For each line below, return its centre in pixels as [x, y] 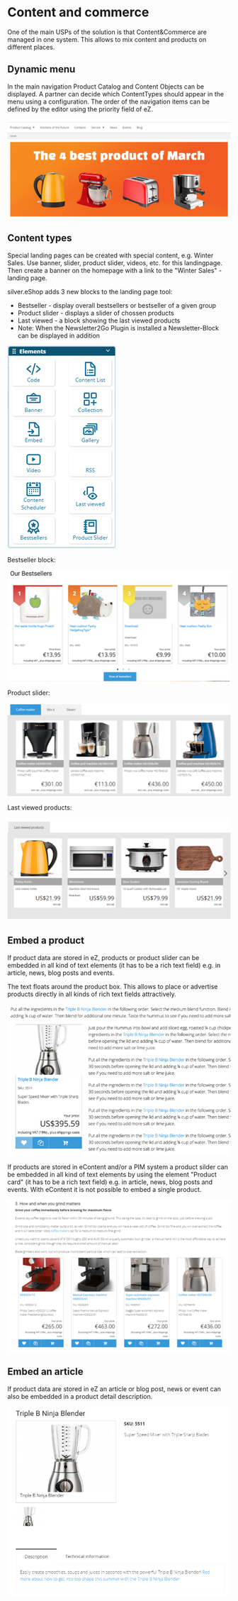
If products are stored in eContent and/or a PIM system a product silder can [118, 1166]
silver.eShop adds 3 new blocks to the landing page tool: [90, 291]
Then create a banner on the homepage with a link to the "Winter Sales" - [114, 270]
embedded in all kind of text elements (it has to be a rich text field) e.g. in [114, 965]
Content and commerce [78, 12]
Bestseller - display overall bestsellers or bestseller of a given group [117, 305]
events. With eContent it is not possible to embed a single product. [104, 1189]
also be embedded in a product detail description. [80, 1396]
